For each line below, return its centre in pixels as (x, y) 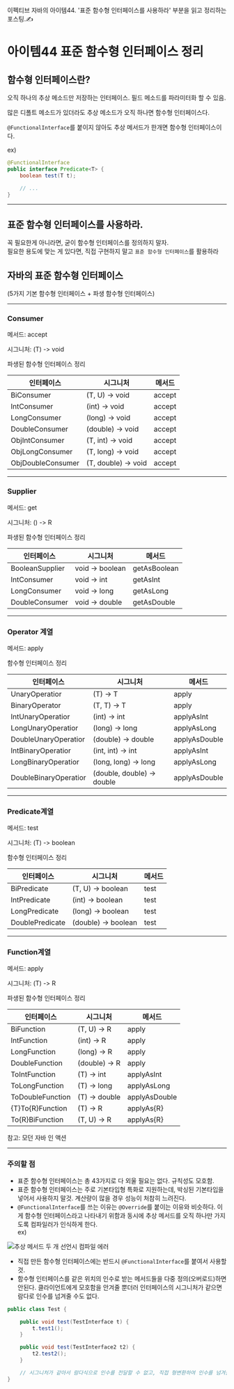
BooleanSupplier (38, 568)
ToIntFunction (33, 1074)
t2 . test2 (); (50, 1354)
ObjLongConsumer (42, 452)
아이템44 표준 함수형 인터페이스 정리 (106, 52)
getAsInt (147, 579)
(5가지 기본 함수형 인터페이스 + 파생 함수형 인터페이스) (81, 293)
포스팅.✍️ (20, 19)
